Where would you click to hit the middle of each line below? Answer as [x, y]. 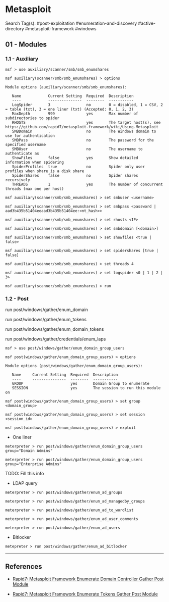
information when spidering [35, 162]
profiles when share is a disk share [45, 171]
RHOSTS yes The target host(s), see [86, 122]
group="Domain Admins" [29, 450]
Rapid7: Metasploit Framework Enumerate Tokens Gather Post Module [85, 594]
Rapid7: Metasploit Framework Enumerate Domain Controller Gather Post [88, 579]
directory [15, 28]
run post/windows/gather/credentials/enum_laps [56, 339]
